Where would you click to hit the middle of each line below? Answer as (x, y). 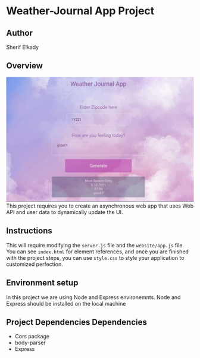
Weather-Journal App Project (80, 11)
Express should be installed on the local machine (66, 303)
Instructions (29, 231)
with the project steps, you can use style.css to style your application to (95, 257)
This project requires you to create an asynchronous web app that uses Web (100, 206)
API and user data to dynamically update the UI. (65, 212)
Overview (25, 66)
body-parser (30, 343)
